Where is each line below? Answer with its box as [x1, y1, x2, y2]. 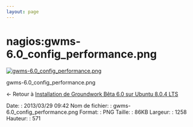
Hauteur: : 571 [6, 114, 41, 122]
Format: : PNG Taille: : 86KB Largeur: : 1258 [79, 108, 187, 116]
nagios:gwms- [6, 34, 81, 48]
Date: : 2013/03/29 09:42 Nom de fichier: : [6, 102, 112, 109]
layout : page [6, 8, 39, 15]
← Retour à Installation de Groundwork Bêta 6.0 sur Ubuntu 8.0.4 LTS [6, 90, 179, 98]
